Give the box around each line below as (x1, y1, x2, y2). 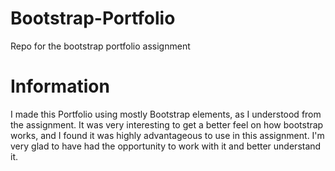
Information (10, 75, 110, 98)
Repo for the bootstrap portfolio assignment (10, 40, 191, 52)
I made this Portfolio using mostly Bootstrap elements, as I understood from (10, 108, 322, 120)
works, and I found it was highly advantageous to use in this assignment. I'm (10, 129, 325, 141)
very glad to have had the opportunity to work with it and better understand (10, 140, 322, 152)
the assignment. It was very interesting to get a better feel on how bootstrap (10, 118, 324, 131)
